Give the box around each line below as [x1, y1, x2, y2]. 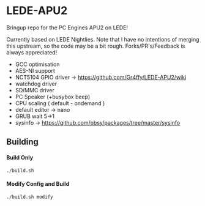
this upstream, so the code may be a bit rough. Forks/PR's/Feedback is [6, 42, 185, 50]
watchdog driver [15, 80, 57, 87]
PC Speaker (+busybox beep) [15, 93, 91, 100]
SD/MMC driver [15, 86, 55, 94]
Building [6, 137, 39, 147]
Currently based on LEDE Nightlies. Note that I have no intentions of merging [6, 35, 199, 43]
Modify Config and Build [6, 180, 70, 188]
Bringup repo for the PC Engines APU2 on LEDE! [6, 24, 129, 31]
